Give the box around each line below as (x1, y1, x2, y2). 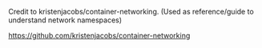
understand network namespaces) (8, 15, 123, 25)
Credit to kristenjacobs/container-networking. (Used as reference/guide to (8, 7, 254, 16)
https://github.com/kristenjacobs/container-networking (8, 31, 191, 40)
